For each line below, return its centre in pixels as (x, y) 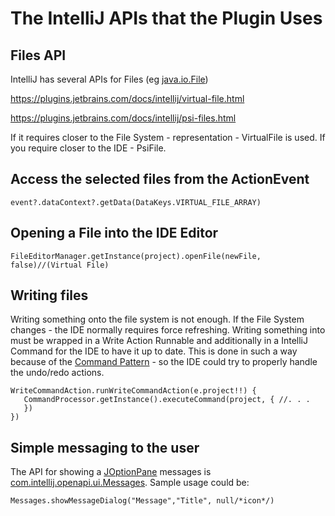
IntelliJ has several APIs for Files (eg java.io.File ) (109, 79)
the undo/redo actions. (57, 373)
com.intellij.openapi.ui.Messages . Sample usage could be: (130, 483)
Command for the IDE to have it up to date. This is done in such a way (154, 351)
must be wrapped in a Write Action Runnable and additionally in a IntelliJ (159, 341)
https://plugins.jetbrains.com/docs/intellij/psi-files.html (123, 118)
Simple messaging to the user (105, 447)
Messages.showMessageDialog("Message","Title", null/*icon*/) (142, 501)
